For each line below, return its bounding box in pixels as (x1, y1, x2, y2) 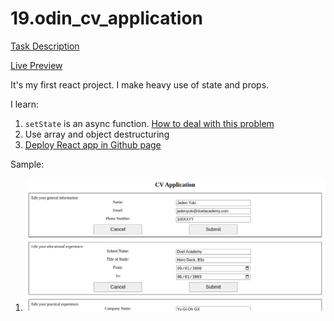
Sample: (10, 158, 45, 170)
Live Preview (10, 59, 63, 71)
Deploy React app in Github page (24, 138, 162, 151)
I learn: (10, 98, 40, 110)
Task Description (10, 40, 80, 52)
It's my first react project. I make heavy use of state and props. (10, 78, 270, 91)
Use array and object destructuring (24, 128, 170, 140)
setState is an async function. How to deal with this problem (24, 117, 275, 129)
